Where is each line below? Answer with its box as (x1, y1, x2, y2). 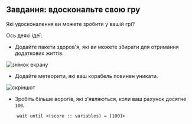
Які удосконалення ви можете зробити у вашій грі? (6, 20, 135, 27)
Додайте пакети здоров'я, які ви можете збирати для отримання (14, 43, 179, 50)
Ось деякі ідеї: (6, 32, 43, 39)
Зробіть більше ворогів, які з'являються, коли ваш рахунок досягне (14, 95, 187, 102)
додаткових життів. (14, 50, 64, 57)
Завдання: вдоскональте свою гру (6, 5, 141, 15)
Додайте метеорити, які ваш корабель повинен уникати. (14, 72, 158, 79)
